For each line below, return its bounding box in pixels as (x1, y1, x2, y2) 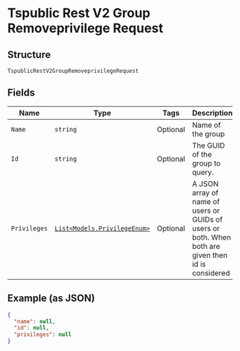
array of (191, 188, 219, 198)
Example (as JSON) (7, 292, 95, 305)
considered (191, 268, 231, 278)
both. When (191, 232, 231, 242)
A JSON (191, 178, 219, 188)
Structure (7, 49, 51, 61)
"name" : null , (14, 317, 56, 325)
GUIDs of (191, 214, 223, 224)
